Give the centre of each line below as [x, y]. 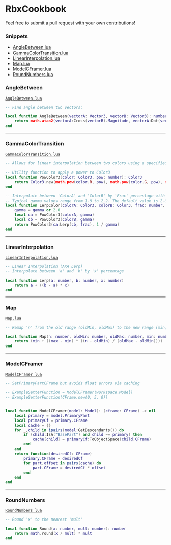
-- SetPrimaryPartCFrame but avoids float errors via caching [73, 383]
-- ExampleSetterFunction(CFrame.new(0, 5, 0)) [57, 398]
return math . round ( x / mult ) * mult [53, 534]
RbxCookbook [36, 9]
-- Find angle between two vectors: [44, 107]
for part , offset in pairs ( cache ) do [62, 463]
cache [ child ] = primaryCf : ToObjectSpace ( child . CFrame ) [92, 439]
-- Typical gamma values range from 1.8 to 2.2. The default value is [82, 201]
